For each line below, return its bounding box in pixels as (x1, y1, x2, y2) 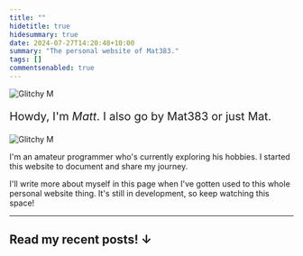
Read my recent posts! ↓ (9, 232, 152, 248)
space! (9, 197, 35, 208)
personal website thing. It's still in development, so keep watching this (9, 187, 270, 198)
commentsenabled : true (9, 64, 95, 73)
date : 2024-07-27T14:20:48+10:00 (9, 38, 135, 48)
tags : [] (9, 55, 42, 64)
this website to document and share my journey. (9, 160, 188, 171)
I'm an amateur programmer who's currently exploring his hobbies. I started (9, 151, 290, 162)
